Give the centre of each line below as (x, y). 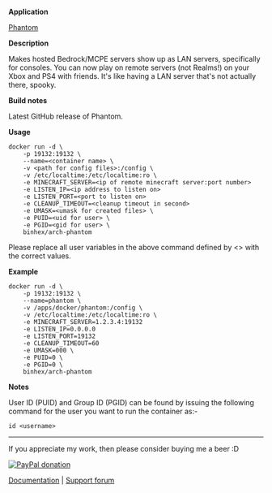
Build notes (28, 100)
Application (28, 12)
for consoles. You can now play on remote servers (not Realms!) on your (129, 67)
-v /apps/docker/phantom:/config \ (83, 308)
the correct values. (40, 256)
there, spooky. (32, 85)
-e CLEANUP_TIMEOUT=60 (61, 344)
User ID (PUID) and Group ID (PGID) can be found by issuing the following (132, 402)
